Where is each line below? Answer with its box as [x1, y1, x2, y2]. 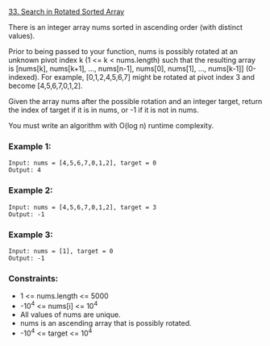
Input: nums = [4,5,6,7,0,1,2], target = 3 [8, 203, 157, 211]
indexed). [8, 73, 40, 81]
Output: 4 [8, 166, 42, 174]
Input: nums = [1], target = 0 [8, 247, 114, 255]
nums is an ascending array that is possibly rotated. [19, 318, 192, 327]
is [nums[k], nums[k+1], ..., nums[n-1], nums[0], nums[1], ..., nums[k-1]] [8, 64, 244, 73]
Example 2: [8, 185, 53, 196]
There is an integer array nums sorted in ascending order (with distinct [8, 23, 243, 31]
